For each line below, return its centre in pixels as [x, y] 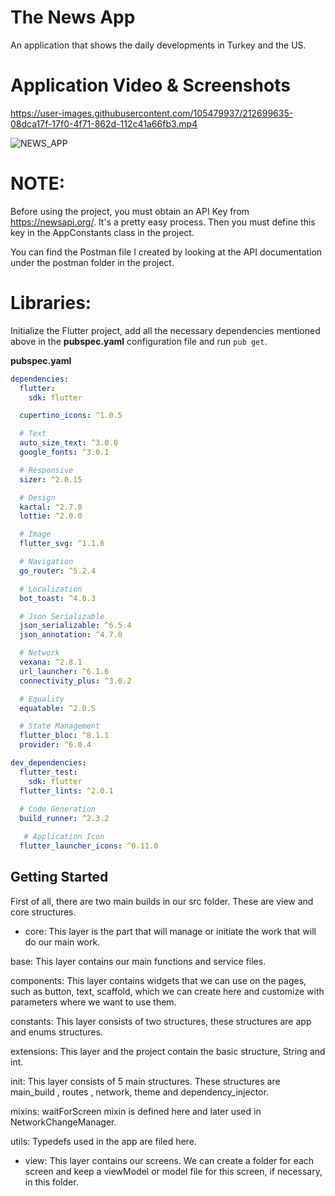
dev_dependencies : [48, 763]
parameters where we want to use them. [93, 1002]
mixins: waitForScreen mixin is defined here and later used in [136, 1111]
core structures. [43, 912]
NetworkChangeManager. [63, 1122]
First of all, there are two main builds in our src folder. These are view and [162, 901]
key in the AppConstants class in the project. [102, 232]
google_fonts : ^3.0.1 [64, 452]
